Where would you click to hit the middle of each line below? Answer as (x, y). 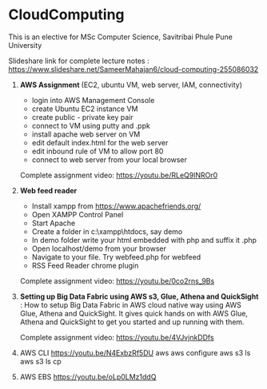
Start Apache (54, 223)
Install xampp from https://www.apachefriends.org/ (116, 206)
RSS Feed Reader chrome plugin (85, 265)
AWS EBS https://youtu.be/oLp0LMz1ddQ (88, 376)
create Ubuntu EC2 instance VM (85, 109)
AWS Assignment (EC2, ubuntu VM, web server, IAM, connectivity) (131, 85)
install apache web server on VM (86, 134)
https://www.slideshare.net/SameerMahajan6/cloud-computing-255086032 (133, 69)
